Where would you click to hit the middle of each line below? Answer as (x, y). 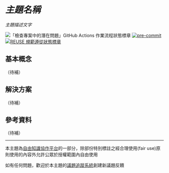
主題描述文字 (18, 25)
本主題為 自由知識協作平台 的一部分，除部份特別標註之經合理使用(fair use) (81, 148)
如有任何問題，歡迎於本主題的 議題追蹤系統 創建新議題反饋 (65, 165)
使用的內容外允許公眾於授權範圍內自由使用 (54, 155)
